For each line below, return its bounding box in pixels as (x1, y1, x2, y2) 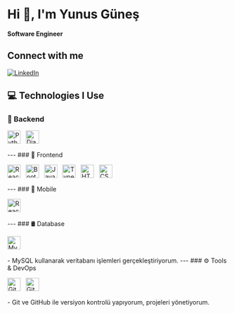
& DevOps (7, 264, 37, 272)
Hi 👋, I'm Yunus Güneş (7, 6, 140, 22)
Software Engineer (7, 29, 63, 38)
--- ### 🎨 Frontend (7, 151, 63, 159)
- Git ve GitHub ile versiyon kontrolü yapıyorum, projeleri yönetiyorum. (7, 298, 210, 307)
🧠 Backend (7, 114, 44, 124)
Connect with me (7, 50, 84, 62)
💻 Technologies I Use (7, 90, 105, 102)
